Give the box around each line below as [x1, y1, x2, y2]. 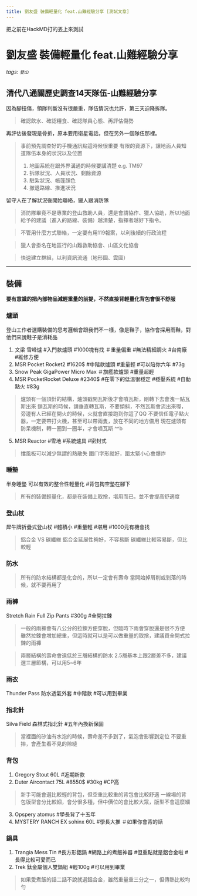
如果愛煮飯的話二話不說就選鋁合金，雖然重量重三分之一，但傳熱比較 [20, 875, 185, 883]
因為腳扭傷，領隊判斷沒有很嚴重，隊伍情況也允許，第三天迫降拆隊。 [6, 105, 171, 112]
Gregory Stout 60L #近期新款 [14, 771, 85, 778]
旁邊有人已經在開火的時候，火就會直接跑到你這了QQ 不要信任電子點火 [20, 410, 189, 417]
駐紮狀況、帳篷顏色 [29, 177, 76, 184]
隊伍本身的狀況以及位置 [25, 150, 83, 157]
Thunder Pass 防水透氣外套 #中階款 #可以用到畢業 [6, 690, 128, 697]
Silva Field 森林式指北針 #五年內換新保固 [6, 721, 104, 728]
